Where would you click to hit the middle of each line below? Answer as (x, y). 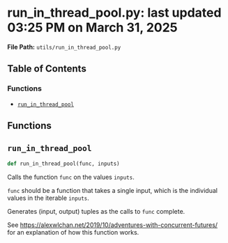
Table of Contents (47, 69)
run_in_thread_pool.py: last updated (114, 13)
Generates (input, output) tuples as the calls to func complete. (96, 211)
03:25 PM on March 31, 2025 (92, 28)
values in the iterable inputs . (48, 198)
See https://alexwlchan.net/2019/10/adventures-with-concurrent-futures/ (113, 225)
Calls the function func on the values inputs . (71, 177)
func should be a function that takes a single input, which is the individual (113, 190)
